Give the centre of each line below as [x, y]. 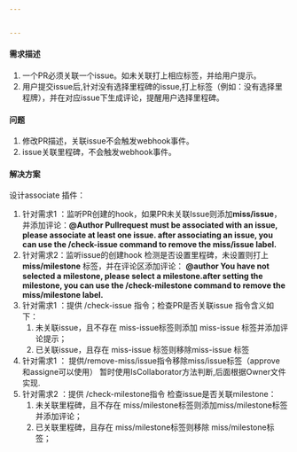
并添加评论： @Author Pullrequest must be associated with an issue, [150, 225]
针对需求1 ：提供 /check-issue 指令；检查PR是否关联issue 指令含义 [144, 306]
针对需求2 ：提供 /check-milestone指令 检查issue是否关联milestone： [149, 394]
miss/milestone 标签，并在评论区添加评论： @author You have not [146, 266]
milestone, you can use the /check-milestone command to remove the [153, 285]
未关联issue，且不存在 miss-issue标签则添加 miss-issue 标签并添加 [158, 328]
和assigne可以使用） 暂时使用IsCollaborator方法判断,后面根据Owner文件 [154, 372]
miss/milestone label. [63, 295]
